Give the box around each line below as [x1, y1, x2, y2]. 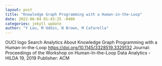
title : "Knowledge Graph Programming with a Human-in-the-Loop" [5, 12, 142, 17]
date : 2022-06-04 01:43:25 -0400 [5, 16, 75, 21]
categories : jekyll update [5, 21, 62, 26]
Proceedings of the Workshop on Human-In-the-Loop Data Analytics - [5, 50, 151, 56]
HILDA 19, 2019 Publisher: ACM [5, 55, 70, 61]
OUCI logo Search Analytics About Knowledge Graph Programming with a [5, 39, 157, 45]
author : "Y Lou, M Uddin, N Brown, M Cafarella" [5, 26, 109, 31]
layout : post [5, 7, 33, 12]
